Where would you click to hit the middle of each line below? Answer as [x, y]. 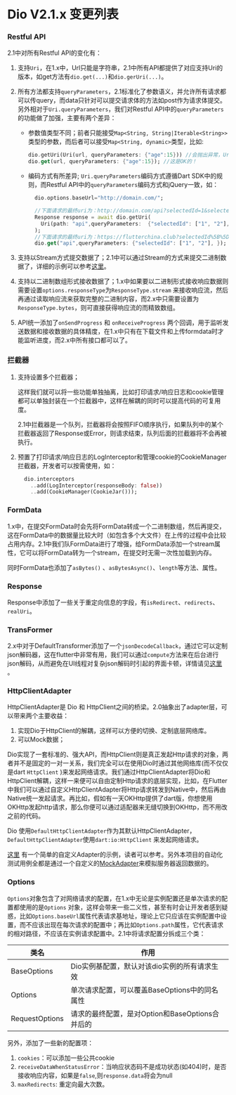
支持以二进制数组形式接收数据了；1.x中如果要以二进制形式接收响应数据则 [123, 281]
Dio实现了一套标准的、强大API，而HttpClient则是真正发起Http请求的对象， [115, 754]
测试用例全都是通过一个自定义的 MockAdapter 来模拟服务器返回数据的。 [110, 863]
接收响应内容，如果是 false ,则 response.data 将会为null [95, 1075]
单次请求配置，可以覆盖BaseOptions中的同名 [145, 990]
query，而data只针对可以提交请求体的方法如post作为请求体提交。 [131, 101]
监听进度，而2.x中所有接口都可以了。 [78, 340]
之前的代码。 [26, 816]
